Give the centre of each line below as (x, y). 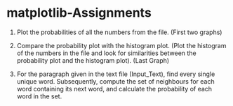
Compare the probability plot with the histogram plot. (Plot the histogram (121, 45)
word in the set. (39, 96)
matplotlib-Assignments (79, 13)
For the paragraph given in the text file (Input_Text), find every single (116, 74)
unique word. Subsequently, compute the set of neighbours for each (115, 81)
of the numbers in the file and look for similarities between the (107, 53)
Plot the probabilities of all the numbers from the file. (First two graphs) (119, 32)
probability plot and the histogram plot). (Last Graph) (93, 60)
